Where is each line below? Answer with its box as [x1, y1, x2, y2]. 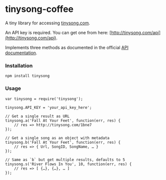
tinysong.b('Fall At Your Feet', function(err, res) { [5, 140, 121, 145]
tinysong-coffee [5, 3, 74, 15]
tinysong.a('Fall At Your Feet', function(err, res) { [5, 118, 121, 123]
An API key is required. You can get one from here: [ [5, 29, 111, 35]
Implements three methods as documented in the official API [5, 44, 129, 50]
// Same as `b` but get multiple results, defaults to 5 [5, 157, 125, 162]
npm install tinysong [5, 74, 50, 79]
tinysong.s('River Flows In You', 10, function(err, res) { [5, 162, 132, 167]
